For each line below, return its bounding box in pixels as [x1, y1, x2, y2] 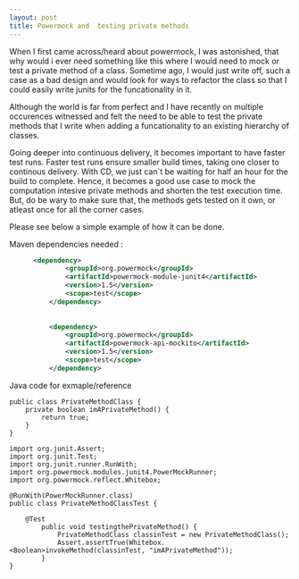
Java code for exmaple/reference [9, 380, 132, 390]
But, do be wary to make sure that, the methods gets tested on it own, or [9, 194, 276, 206]
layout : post [9, 13, 58, 22]
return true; [41, 413, 90, 422]
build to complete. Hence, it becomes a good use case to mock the [9, 175, 256, 186]
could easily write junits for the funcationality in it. [9, 84, 193, 95]
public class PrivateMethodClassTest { [9, 499, 158, 508]
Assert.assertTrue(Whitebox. [56, 538, 166, 547]
